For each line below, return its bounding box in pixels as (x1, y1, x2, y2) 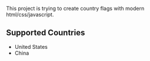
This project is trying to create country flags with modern (6, 5, 145, 12)
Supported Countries (6, 28, 85, 38)
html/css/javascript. (6, 11, 54, 18)
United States (14, 43, 48, 50)
